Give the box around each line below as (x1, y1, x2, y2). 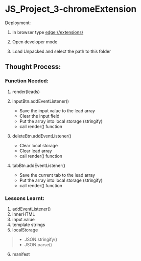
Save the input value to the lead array (19, 107, 95, 114)
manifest (12, 251, 30, 257)
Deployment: (5, 20, 31, 26)
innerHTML (12, 211, 35, 217)
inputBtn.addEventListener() (12, 98, 70, 104)
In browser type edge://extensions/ (12, 29, 84, 35)
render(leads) (12, 89, 40, 95)
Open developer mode (12, 38, 58, 45)
